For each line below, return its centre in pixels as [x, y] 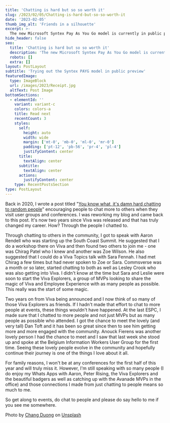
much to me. [18, 389]
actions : [28, 175]
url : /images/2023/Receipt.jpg [43, 85]
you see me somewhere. [31, 405]
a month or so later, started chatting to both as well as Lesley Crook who [81, 268]
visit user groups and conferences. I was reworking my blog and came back [84, 214]
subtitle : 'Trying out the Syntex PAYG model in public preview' [75, 72]
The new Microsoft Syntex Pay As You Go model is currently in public [86, 34]
